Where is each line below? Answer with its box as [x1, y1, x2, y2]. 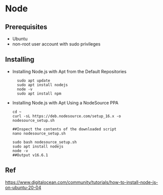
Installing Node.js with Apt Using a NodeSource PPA [12, 99, 119, 105]
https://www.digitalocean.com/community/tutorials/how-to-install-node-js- [5, 179, 158, 185]
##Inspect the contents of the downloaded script [12, 127, 117, 132]
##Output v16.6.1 [12, 152, 48, 157]
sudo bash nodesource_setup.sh [12, 140, 77, 145]
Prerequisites [5, 23, 47, 31]
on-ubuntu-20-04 [5, 184, 41, 191]
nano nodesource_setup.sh [12, 131, 66, 136]
